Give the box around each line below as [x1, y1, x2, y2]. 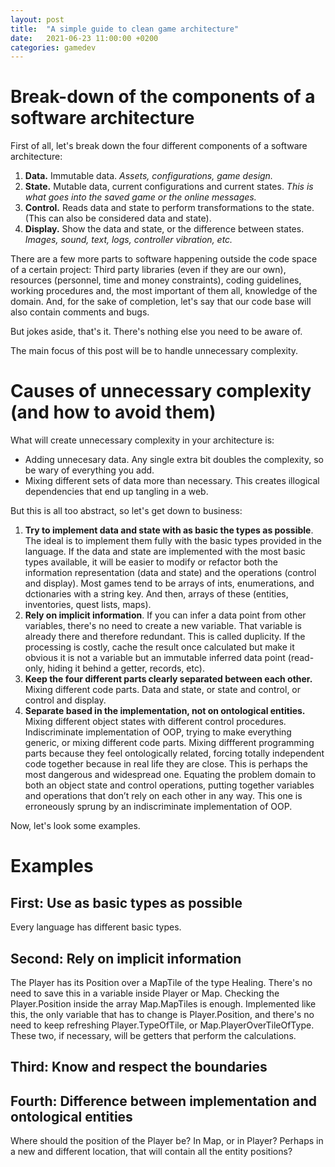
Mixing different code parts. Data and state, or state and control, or [24, 684, 302, 696]
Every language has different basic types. [10, 921, 182, 933]
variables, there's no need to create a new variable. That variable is [24, 620, 303, 632]
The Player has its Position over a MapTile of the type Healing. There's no [10, 976, 313, 988]
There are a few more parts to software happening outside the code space [10, 253, 318, 265]
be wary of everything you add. [24, 464, 155, 476]
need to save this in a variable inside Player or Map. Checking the [10, 987, 280, 999]
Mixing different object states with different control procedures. [24, 716, 287, 728]
